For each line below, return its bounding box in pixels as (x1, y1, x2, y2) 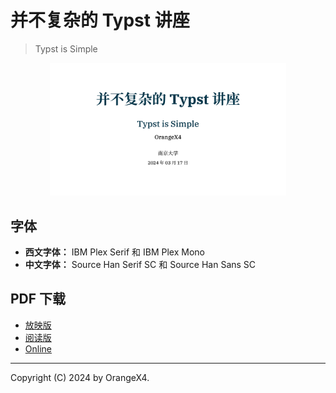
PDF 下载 (10, 291, 67, 308)
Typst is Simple (34, 42, 98, 55)
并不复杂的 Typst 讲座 (10, 9, 190, 32)
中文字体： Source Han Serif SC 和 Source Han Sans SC (24, 259, 257, 270)
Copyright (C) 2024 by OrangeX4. (10, 371, 150, 383)
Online (24, 342, 52, 355)
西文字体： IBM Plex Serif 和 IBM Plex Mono (24, 246, 205, 258)
